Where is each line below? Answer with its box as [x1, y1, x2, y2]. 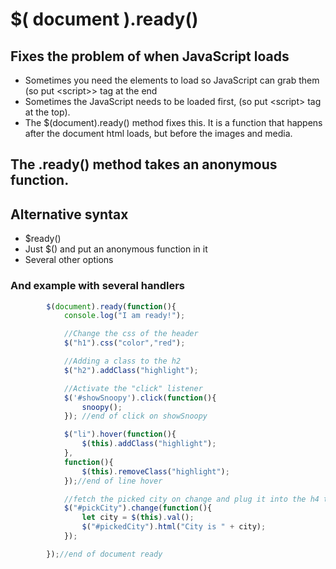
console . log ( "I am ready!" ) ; [63, 311, 186, 321]
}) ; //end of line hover [63, 476, 163, 486]
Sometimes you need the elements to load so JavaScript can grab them [24, 74, 320, 86]
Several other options [24, 254, 114, 266]
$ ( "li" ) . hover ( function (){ [63, 429, 177, 440]
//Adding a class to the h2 [63, 356, 182, 366]
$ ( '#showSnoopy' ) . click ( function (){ [63, 393, 217, 403]
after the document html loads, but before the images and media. [24, 128, 293, 139]
